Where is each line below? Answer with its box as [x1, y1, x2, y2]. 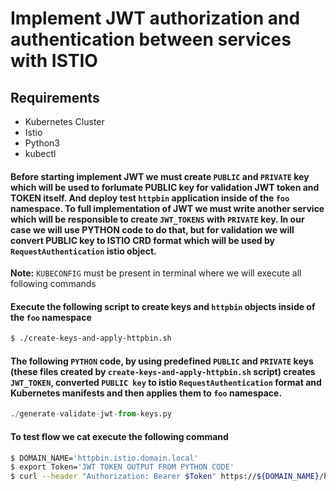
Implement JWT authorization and [10, 7, 301, 30]
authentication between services [10, 28, 292, 51]
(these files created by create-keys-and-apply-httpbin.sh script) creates [10, 365, 316, 377]
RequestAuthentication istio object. [10, 245, 157, 257]
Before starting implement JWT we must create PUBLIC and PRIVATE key [10, 170, 310, 182]
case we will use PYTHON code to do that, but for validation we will [10, 223, 295, 236]
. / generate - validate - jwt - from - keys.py [10, 409, 172, 419]
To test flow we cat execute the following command [10, 430, 229, 442]
